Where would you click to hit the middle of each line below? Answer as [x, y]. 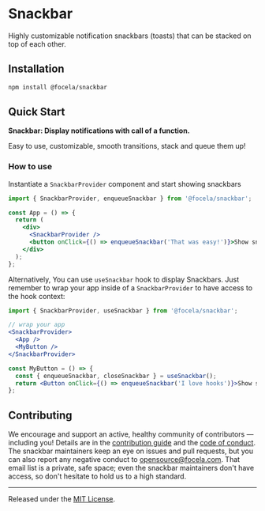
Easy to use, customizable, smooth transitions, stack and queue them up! [127, 146]
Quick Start [37, 112]
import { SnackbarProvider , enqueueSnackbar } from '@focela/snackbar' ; [130, 199]
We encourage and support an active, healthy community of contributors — [131, 434]
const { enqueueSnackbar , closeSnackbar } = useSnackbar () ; [116, 376]
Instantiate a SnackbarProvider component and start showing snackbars [125, 184]
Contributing [40, 415]
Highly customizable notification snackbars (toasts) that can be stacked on [130, 36]
